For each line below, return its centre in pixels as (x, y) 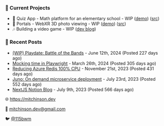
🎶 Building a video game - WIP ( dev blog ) (54, 29)
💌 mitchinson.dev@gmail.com (35, 109)
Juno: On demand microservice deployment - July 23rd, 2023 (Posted (84, 79)
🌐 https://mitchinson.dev (30, 99)
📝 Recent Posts (24, 42)
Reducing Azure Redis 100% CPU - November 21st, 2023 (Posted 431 (83, 68)
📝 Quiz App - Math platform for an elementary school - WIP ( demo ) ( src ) (86, 19)
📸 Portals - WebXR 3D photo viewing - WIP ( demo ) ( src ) (69, 24)
